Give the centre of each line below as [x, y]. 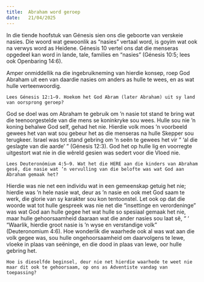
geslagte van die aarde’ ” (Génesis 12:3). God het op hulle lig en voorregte [99, 146]
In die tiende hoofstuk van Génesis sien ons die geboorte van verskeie [95, 35]
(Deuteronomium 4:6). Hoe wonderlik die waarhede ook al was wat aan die [100, 231]
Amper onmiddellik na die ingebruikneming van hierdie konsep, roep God [98, 73]
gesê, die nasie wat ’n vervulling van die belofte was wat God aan [95, 169]
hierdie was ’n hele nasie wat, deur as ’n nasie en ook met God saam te [96, 192]
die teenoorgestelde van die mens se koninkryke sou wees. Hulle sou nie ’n [101, 120]
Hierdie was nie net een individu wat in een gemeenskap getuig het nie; [96, 186]
